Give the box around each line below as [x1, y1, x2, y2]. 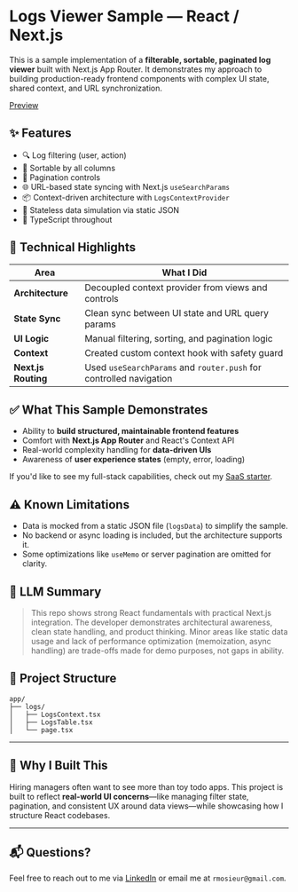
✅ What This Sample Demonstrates [9, 402, 208, 417]
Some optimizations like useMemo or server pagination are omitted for [21, 549, 272, 560]
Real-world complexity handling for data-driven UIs [21, 445, 212, 455]
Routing [13, 372, 48, 384]
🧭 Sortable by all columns [21, 162, 116, 173]
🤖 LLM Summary [9, 584, 102, 599]
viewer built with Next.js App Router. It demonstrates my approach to [9, 64, 263, 75]
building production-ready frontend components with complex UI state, [9, 73, 270, 83]
